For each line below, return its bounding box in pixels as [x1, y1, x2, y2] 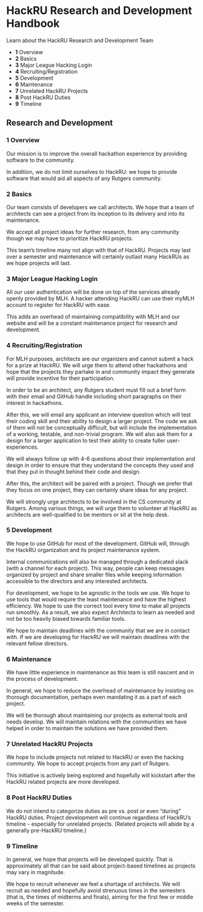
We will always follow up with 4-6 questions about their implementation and [6, 455, 196, 462]
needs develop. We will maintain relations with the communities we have [6, 718, 187, 725]
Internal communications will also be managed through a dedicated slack [6, 558, 189, 565]
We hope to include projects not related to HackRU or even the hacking [6, 753, 184, 761]
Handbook [6, 16, 60, 30]
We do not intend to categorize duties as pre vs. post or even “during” [6, 807, 181, 815]
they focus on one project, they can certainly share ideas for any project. [6, 486, 188, 493]
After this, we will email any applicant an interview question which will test [6, 411, 191, 418]
